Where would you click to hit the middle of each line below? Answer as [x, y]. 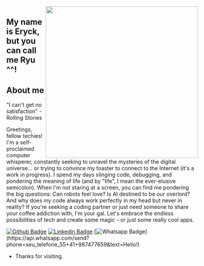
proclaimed [20, 149]
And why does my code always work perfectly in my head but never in [94, 200]
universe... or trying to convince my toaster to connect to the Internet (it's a [100, 168]
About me [25, 90]
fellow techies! [25, 136]
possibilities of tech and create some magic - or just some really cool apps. [100, 220]
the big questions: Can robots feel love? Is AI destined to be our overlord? [98, 194]
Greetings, [19, 129]
